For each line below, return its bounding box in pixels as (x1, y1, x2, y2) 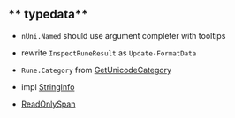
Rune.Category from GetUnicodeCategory (20, 64, 172, 75)
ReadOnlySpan (20, 99, 76, 109)
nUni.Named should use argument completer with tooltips (20, 30, 226, 41)
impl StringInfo (20, 81, 75, 92)
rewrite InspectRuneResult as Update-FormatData (20, 48, 197, 58)
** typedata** (8, 7, 88, 22)
